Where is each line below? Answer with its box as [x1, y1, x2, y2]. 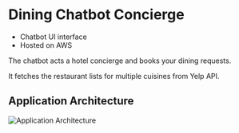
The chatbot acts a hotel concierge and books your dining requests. [8, 56, 232, 65]
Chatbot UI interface [19, 32, 88, 41]
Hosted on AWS [19, 40, 73, 49]
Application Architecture [8, 94, 134, 108]
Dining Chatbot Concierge [8, 6, 185, 24]
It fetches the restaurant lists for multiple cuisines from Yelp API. [8, 71, 220, 80]
